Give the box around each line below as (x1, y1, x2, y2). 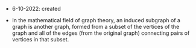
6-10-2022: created (11, 5, 62, 12)
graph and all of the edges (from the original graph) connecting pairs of (11, 29, 190, 37)
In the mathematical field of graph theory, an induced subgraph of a (11, 17, 181, 23)
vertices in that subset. (11, 36, 69, 43)
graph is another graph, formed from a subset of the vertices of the (11, 23, 180, 30)
